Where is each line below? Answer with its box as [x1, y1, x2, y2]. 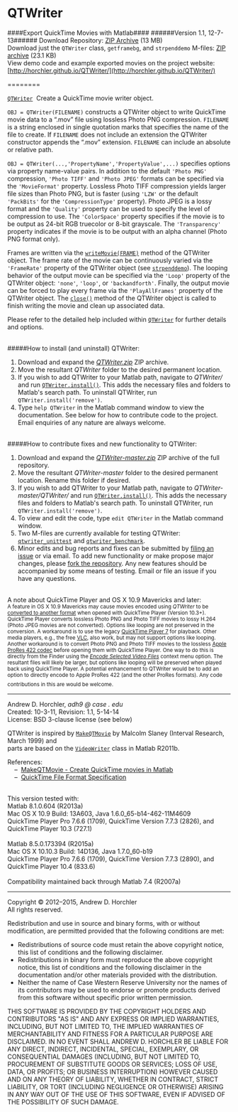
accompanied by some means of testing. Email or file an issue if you [17, 567, 217, 575]
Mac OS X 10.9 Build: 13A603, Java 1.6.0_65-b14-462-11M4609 [7, 809, 191, 818]
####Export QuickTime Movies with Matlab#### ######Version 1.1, [7, 28, 207, 37]
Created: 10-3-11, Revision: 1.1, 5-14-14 [7, 707, 120, 716]
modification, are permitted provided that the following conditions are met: [7, 926, 225, 935]
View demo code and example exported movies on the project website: [7, 58, 215, 67]
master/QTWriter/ [17, 491, 69, 499]
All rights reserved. [7, 905, 63, 914]
